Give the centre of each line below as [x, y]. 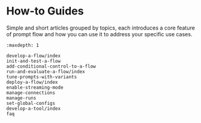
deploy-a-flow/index [32, 82]
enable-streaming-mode [35, 87]
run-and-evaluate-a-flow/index [46, 71]
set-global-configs [31, 103]
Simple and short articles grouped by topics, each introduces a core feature [101, 28]
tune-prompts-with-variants [42, 77]
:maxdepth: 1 [23, 45]
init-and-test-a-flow [34, 61]
